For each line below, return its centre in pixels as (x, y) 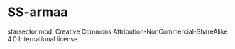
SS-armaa (38, 12)
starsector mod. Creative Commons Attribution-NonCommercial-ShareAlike (117, 31)
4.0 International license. (43, 38)
